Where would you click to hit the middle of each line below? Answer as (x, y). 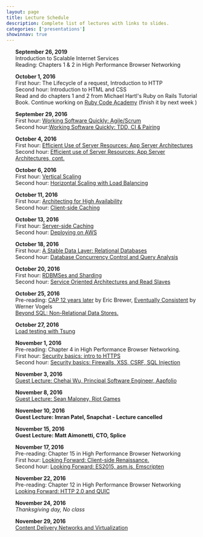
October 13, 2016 (37, 220)
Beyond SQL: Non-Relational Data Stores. (67, 313)
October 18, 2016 (37, 244)
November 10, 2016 (40, 411)
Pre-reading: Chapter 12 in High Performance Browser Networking (98, 485)
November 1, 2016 (38, 343)
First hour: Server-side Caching (54, 226)
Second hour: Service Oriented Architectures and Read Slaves (93, 282)
